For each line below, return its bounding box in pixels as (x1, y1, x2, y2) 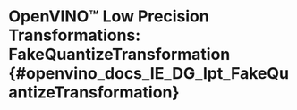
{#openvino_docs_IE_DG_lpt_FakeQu (8, 63, 290, 84)
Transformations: (8, 25, 141, 46)
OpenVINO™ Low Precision (8, 6, 209, 27)
